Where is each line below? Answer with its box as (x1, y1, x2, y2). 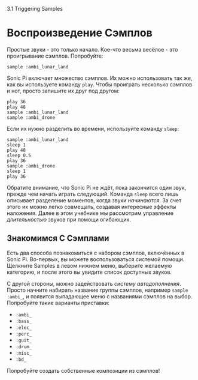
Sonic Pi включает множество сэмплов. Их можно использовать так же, (7, 74, 193, 82)
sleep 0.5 (7, 152, 32, 158)
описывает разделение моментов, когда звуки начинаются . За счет (7, 196, 182, 204)
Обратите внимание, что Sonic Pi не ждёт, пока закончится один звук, (7, 184, 187, 191)
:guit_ (15, 337, 32, 343)
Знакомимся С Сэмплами (7, 234, 109, 244)
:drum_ (15, 343, 32, 350)
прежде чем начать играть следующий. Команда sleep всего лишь (7, 190, 179, 198)
